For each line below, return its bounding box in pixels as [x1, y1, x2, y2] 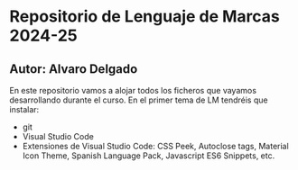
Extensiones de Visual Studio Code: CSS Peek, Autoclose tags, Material [22, 141, 289, 151]
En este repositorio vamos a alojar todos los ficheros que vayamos [9, 85, 257, 95]
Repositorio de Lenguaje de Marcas [9, 6, 280, 27]
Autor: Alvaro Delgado [9, 61, 138, 76]
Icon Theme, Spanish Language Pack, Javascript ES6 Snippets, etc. [22, 150, 275, 161]
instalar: [9, 104, 40, 114]
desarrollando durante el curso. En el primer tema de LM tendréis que [9, 94, 268, 105]
